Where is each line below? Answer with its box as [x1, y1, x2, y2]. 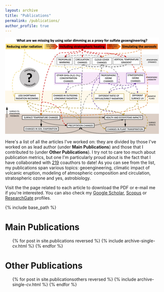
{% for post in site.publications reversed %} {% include [12, 238, 123, 244]
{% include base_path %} [5, 204, 57, 210]
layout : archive [5, 8, 38, 13]
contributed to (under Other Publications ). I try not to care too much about [5, 149, 156, 155]
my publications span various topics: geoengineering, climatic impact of [5, 165, 150, 171]
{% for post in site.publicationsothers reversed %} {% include [12, 276, 137, 282]
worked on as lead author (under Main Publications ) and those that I [5, 144, 143, 150]
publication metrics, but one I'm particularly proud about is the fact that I [5, 155, 151, 160]
